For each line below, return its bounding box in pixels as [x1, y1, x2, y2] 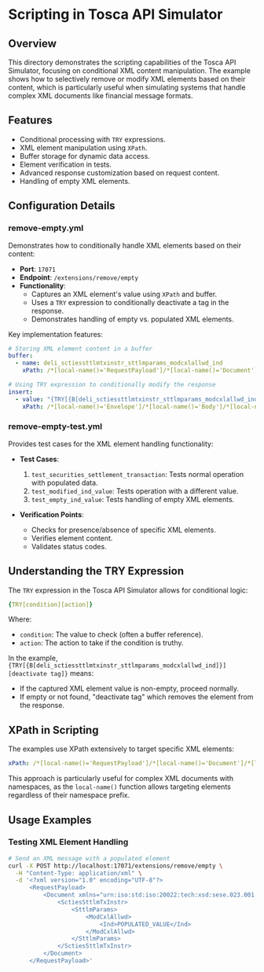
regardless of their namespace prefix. [8, 790, 130, 800]
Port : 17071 [19, 264, 57, 273]
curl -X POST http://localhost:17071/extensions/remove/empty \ [8, 862, 223, 870]
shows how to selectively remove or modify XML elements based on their [8, 75, 246, 83]
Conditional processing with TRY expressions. [19, 134, 167, 144]
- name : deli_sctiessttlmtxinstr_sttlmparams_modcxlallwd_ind [15, 359, 223, 367]
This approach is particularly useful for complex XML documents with [8, 774, 234, 783]
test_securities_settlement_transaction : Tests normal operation [31, 469, 244, 479]
